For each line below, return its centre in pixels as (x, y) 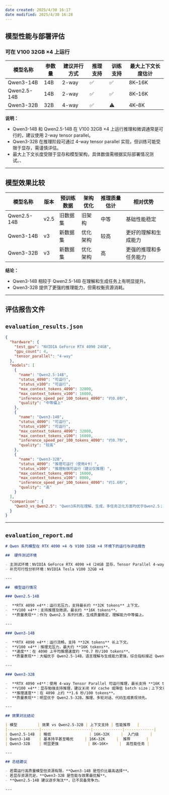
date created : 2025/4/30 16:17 (38, 10)
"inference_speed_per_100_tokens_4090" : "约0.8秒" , (73, 398)
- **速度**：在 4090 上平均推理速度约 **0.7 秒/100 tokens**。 (69, 652)
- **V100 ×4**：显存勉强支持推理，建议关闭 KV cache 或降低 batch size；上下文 (84, 688)
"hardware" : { (24, 342)
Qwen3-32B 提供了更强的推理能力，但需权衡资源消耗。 (70, 287)
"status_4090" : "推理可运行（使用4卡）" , (59, 464)
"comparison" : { (27, 501)
